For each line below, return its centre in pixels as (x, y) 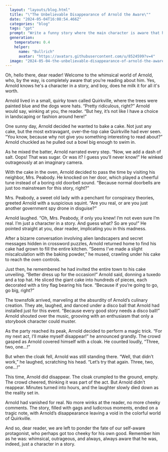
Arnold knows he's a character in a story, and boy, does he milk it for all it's (82, 86)
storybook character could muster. (41, 321)
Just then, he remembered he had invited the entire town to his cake (75, 269)
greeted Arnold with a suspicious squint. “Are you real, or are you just (76, 203)
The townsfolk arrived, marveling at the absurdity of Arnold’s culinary (76, 300)
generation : (22, 38)
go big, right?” (20, 291)
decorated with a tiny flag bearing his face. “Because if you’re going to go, (82, 285)
